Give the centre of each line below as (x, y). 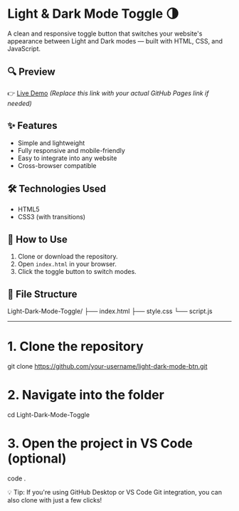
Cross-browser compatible (57, 165)
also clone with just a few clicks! (55, 500)
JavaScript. (24, 48)
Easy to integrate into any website (67, 158)
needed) (20, 103)
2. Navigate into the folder (86, 395)
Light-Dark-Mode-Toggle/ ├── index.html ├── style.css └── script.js (110, 311)
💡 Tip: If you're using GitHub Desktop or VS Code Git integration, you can (115, 492)
